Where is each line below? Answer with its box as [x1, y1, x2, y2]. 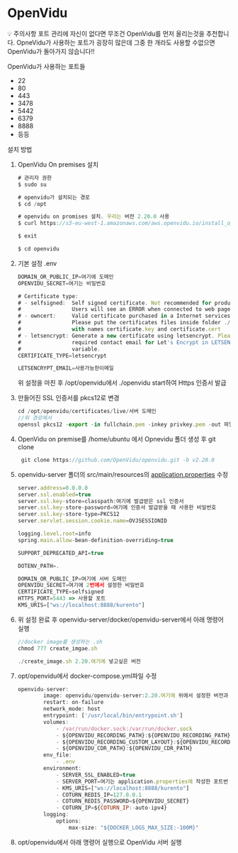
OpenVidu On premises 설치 [17, 160, 99, 168]
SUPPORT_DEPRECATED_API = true [17, 549, 104, 556]
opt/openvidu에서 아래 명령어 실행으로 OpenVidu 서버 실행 [17, 837, 182, 846]
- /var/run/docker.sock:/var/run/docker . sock [55, 725, 193, 732]
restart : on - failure [43, 699, 104, 706]
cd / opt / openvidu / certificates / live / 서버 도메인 [17, 408, 157, 415]
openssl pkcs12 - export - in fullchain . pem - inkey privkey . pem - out [17, 421, 222, 429]
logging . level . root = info [17, 530, 91, 537]
